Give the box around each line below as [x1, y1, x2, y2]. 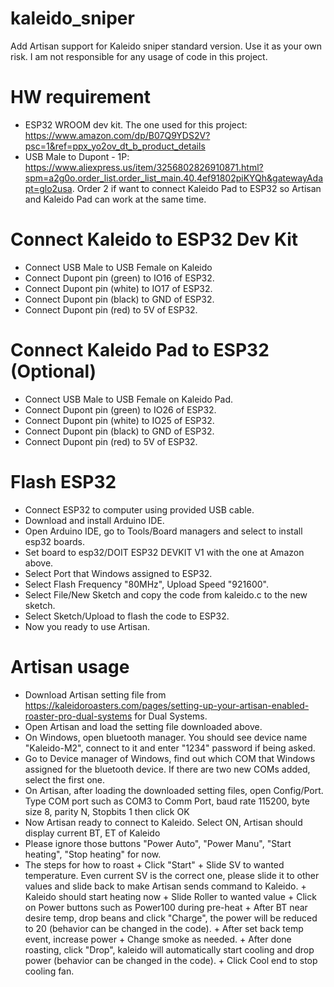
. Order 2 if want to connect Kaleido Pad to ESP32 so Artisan [71, 182, 322, 194]
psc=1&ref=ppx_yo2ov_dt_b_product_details [24, 140, 206, 152]
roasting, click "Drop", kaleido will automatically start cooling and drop [24, 943, 315, 956]
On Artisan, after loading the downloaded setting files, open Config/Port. [24, 784, 324, 796]
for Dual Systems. [134, 710, 208, 722]
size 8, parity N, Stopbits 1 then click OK [24, 805, 190, 817]
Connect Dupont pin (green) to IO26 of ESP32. [24, 403, 217, 416]
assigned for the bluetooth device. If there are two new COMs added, [24, 763, 311, 775]
